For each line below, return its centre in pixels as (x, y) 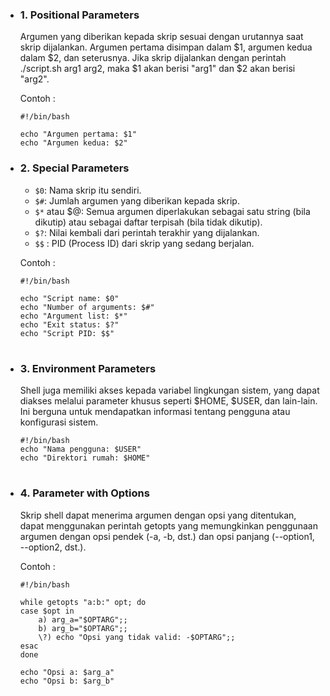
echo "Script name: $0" (69, 298)
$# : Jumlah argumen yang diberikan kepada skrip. (137, 200)
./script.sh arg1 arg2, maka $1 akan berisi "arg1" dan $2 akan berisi (157, 69)
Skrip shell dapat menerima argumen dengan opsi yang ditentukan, (158, 515)
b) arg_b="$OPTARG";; (83, 628)
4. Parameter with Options (84, 493)
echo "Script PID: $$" (67, 333)
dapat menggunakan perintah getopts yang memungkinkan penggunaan (168, 525)
